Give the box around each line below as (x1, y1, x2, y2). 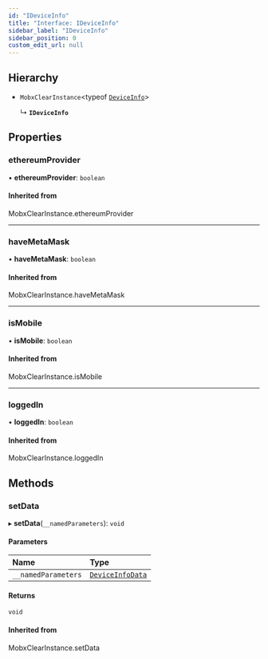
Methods (8, 476, 54, 490)
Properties (8, 131, 62, 144)
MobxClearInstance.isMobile (8, 372, 102, 381)
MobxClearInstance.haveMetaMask (8, 290, 125, 300)
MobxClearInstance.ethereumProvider (8, 208, 134, 218)
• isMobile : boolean (8, 336, 73, 345)
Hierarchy (8, 71, 59, 85)
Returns (8, 590, 36, 600)
